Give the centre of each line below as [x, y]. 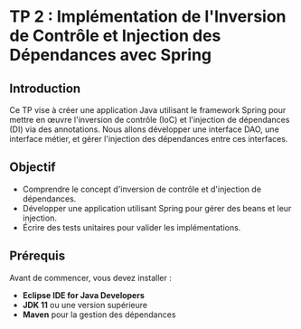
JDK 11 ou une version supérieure [85, 305]
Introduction [45, 88]
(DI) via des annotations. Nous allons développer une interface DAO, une [145, 129]
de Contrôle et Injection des [115, 36]
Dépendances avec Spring [111, 55]
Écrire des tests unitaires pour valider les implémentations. [132, 227]
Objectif [33, 168]
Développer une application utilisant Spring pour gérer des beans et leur [157, 208]
